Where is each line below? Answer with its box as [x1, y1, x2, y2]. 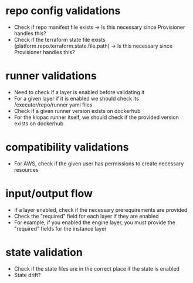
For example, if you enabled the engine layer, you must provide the [13, 219, 175, 226]
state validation [5, 245, 83, 259]
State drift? [13, 271, 41, 278]
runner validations [5, 69, 97, 83]
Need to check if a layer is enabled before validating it [13, 88, 145, 95]
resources [13, 166, 39, 173]
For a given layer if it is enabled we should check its [13, 95, 139, 102]
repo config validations [5, 4, 121, 18]
